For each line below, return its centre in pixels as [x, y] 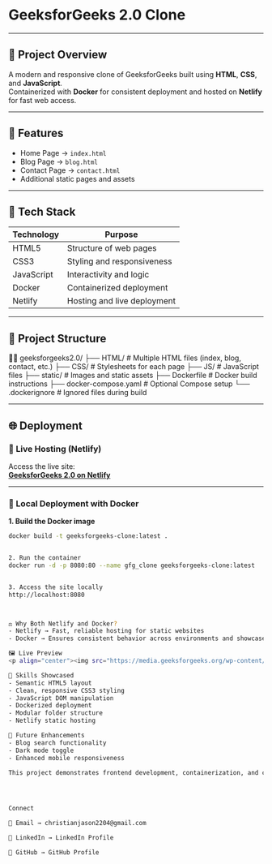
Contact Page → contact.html [70, 170]
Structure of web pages [112, 248]
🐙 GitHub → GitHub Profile [54, 853]
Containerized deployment [118, 288]
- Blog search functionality [57, 743]
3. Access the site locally [56, 587]
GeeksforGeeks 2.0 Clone [97, 15]
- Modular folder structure [56, 713]
